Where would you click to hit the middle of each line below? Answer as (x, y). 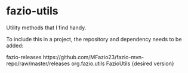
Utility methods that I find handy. (46, 28)
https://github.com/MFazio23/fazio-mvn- (93, 57)
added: (15, 45)
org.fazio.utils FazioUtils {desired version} (123, 63)
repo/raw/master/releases (38, 63)
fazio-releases (24, 57)
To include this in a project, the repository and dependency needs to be (94, 39)
